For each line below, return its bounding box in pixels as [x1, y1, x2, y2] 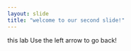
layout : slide [7, 10, 50, 17]
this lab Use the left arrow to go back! [7, 36, 117, 44]
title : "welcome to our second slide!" [7, 17, 125, 24]
